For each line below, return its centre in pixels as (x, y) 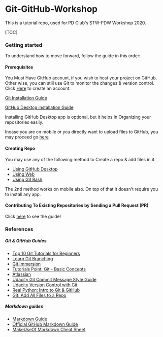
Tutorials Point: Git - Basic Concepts (49, 269)
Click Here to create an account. (38, 88)
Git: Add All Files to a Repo (39, 295)
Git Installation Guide (26, 98)
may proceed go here (27, 137)
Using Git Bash (27, 179)
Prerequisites (19, 67)
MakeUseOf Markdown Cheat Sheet (49, 329)
